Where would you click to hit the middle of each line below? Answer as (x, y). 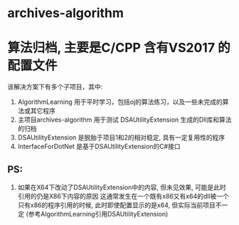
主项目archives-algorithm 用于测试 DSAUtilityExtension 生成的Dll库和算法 (124, 120)
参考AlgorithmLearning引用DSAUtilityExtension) (98, 214)
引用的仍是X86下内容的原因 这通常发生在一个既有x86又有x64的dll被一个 (123, 196)
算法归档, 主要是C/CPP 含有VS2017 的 (119, 48)
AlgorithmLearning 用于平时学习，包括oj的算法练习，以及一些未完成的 (120, 102)
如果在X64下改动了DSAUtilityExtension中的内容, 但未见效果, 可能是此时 (122, 187)
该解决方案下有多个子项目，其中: (55, 87)
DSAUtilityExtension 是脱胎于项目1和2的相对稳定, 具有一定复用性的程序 (121, 137)
